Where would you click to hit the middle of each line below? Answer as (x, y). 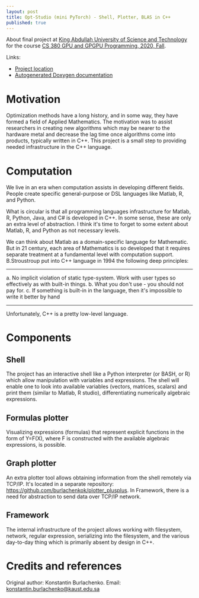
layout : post (22, 12)
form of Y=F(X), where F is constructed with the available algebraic (88, 438)
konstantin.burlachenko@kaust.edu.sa (53, 589)
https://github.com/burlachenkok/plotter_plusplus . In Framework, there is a (98, 490)
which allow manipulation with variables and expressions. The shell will (93, 380)
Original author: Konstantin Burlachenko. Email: (64, 583)
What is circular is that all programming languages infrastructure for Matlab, (99, 212)
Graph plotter (31, 463)
